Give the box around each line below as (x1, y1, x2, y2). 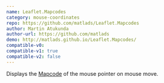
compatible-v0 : (6, 43, 45, 49)
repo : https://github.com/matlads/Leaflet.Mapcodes (6, 20, 139, 26)
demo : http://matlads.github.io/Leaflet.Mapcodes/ (6, 37, 137, 43)
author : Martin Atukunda (6, 25, 69, 32)
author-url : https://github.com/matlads (6, 31, 110, 37)
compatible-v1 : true (6, 48, 59, 54)
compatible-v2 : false (6, 54, 61, 60)
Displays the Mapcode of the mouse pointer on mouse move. (6, 70, 159, 77)
